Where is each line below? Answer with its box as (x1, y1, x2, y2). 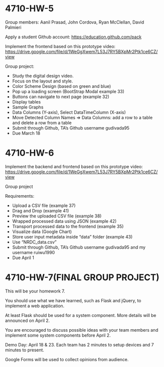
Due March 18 (12, 130, 41, 136)
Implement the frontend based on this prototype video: (5, 43, 116, 49)
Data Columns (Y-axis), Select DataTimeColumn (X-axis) (12, 109, 126, 115)
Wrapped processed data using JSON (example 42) (12, 218, 117, 224)
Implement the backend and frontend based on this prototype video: (5, 163, 143, 169)
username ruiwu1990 (12, 249, 55, 255)
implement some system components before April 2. (5, 332, 111, 338)
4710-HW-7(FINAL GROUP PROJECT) (5, 272, 160, 283)
